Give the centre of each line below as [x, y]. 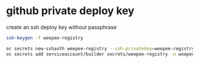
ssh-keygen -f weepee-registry [45, 38]
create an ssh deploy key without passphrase [62, 27]
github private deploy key [70, 11]
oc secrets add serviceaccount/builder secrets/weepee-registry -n [91, 54]
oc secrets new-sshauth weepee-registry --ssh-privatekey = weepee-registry [100, 48]
